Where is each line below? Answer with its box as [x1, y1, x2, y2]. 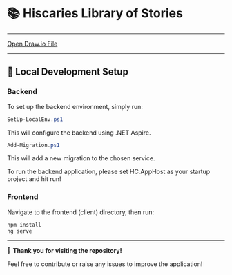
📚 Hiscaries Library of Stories [7, 6, 183, 21]
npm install [7, 221, 41, 228]
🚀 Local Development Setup [7, 66, 129, 78]
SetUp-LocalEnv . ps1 [7, 115, 64, 123]
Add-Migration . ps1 [7, 142, 60, 149]
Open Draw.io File [7, 39, 58, 48]
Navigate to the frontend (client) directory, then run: [7, 208, 155, 216]
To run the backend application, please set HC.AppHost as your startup [7, 167, 211, 176]
